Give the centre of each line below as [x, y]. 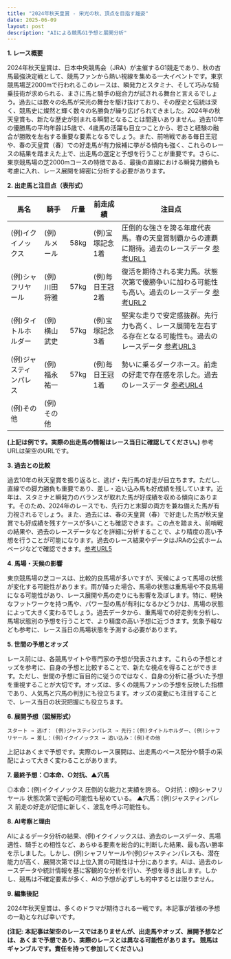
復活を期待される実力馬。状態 [170, 272]
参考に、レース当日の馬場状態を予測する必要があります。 [100, 629]
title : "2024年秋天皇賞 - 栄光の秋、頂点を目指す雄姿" [78, 13]
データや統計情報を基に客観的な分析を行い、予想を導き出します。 [112, 870]
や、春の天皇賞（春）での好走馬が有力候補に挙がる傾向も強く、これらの [109, 145]
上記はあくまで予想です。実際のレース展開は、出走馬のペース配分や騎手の [112, 752]
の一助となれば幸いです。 [43, 917]
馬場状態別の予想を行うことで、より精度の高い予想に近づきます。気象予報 [112, 621]
